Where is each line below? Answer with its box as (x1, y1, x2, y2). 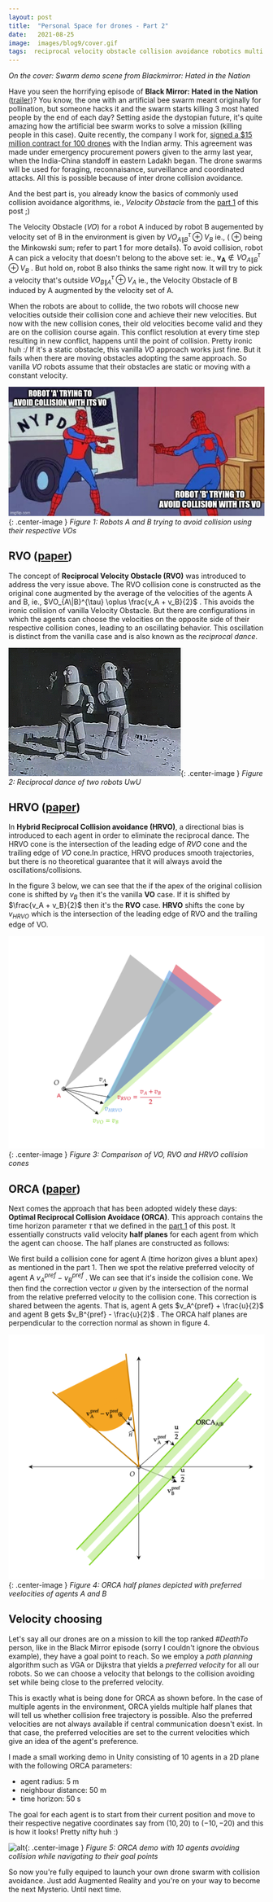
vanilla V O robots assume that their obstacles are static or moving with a (8, 362, 251, 372)
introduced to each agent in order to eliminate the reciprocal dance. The (8, 830, 249, 840)
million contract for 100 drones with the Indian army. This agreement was (8, 138, 253, 148)
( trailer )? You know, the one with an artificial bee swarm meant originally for (8, 95, 262, 105)
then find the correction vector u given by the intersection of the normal (8, 1283, 249, 1293)
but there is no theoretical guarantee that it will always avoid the (8, 857, 223, 866)
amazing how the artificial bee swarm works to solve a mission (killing (8, 121, 242, 131)
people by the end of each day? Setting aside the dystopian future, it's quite (8, 112, 262, 122)
